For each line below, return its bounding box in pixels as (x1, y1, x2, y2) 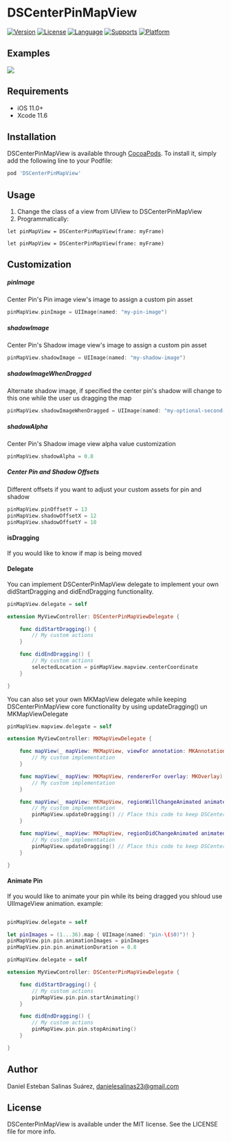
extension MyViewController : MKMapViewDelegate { (7, 736, 153, 743)
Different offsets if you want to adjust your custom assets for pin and (7, 485, 201, 494)
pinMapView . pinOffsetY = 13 (7, 505, 88, 513)
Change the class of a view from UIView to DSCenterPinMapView (16, 208, 203, 216)
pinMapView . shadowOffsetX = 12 (7, 512, 97, 519)
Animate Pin (7, 877, 43, 885)
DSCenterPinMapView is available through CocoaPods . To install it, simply (7, 150, 217, 158)
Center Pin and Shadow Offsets (7, 467, 100, 476)
